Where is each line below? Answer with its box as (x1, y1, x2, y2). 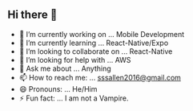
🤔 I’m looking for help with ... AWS (18, 55, 131, 64)
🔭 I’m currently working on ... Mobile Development (18, 29, 185, 39)
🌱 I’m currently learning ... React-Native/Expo (18, 38, 169, 47)
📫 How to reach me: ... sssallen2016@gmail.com (18, 72, 182, 82)
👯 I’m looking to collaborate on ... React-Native (18, 46, 173, 56)
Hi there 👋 (7, 8, 58, 22)
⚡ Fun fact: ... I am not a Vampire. (18, 93, 129, 103)
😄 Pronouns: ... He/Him (18, 84, 98, 93)
